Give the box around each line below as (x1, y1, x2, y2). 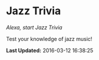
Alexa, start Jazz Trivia (6, 24, 63, 31)
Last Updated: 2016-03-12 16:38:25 (6, 46, 93, 54)
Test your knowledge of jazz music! (6, 35, 93, 42)
